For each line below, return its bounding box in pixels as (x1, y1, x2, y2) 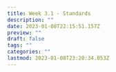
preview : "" (7, 29, 41, 36)
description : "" (7, 16, 54, 23)
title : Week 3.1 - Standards (7, 10, 91, 17)
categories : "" (7, 49, 51, 56)
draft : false (7, 36, 45, 43)
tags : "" (7, 42, 32, 49)
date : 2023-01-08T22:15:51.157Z (7, 23, 100, 29)
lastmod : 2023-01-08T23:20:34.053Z (7, 55, 110, 62)
